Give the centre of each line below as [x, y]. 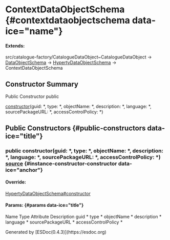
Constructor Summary [42, 84]
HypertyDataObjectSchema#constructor [48, 193]
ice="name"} [34, 31]
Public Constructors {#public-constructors [76, 128]
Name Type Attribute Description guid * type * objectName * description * [83, 216]
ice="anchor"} [24, 170]
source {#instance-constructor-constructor [61, 164]
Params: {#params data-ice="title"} [45, 205]
